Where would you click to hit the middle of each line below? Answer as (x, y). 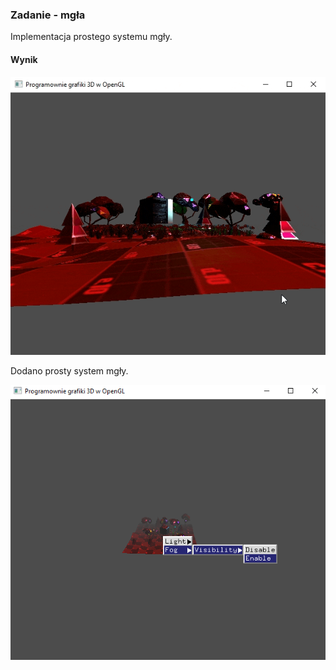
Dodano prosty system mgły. (69, 370)
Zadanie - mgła (48, 15)
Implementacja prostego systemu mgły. (91, 37)
